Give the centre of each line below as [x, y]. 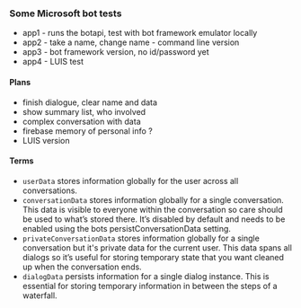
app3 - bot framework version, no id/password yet [115, 52]
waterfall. [40, 295]
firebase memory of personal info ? [87, 131]
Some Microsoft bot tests [66, 13]
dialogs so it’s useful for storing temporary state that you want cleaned [153, 257]
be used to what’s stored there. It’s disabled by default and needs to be [154, 219]
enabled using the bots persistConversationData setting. [127, 228]
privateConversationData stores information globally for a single [141, 238]
